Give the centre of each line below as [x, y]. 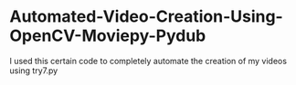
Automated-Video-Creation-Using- [146, 17]
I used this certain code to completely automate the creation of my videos [148, 61]
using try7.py [34, 71]
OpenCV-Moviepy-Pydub [108, 36]
